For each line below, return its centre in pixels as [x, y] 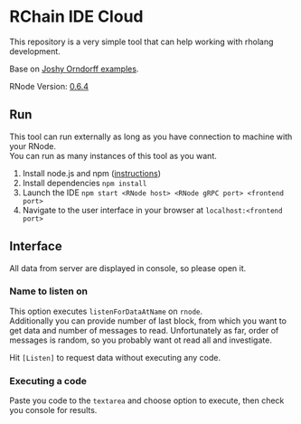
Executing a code [48, 381]
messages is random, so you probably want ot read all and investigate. [141, 340]
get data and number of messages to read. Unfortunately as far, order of [144, 330]
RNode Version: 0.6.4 [49, 86]
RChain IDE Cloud [76, 17]
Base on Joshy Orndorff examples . [74, 69]
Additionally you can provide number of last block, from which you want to [148, 320]
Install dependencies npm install [85, 183]
